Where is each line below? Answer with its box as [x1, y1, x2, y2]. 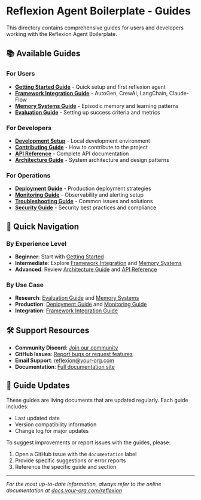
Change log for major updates [14, 427, 89, 434]
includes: [6, 403, 29, 410]
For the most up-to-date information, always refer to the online [6, 480, 162, 487]
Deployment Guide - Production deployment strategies [14, 185, 151, 192]
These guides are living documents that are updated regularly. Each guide [6, 396, 188, 403]
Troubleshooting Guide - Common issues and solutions [14, 198, 153, 205]
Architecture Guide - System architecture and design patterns [14, 156, 169, 163]
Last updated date [14, 414, 60, 421]
